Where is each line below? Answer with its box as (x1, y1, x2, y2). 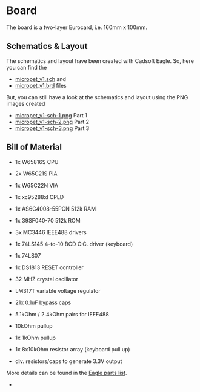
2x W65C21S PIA (15, 170, 58, 177)
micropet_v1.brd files (15, 82, 67, 89)
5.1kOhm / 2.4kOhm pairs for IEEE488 (15, 310, 109, 318)
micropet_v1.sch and (15, 75, 67, 82)
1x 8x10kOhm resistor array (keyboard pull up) (15, 345, 130, 353)
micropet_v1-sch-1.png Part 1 (15, 111, 88, 119)
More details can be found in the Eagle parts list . (6, 369, 127, 376)
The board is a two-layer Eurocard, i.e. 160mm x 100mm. (6, 24, 147, 31)
